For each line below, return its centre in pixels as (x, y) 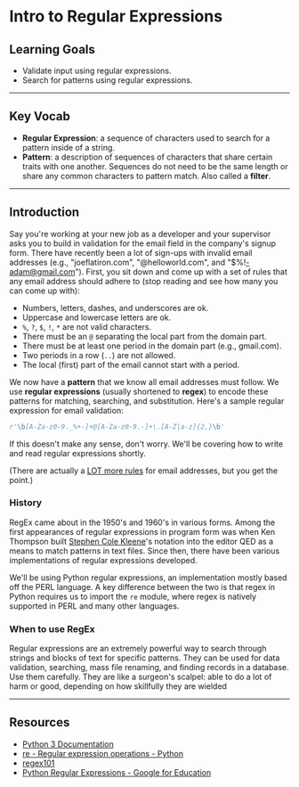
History (26, 503)
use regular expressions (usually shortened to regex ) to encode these (139, 391)
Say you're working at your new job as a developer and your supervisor (140, 234)
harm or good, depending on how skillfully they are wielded (118, 686)
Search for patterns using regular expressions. (107, 80)
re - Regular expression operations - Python (103, 753)
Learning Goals (53, 49)
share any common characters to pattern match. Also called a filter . (146, 176)
